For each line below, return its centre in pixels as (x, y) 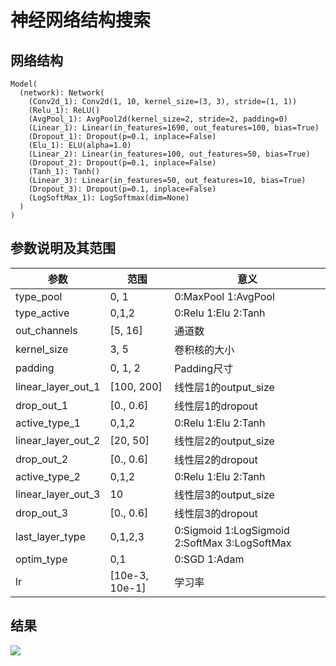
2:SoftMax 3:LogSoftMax (233, 543)
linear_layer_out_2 (58, 440)
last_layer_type (50, 536)
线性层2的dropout (216, 459)
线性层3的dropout (216, 513)
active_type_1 (48, 423)
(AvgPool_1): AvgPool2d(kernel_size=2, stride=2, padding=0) (158, 119)
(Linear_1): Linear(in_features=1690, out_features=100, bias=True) (174, 128)
